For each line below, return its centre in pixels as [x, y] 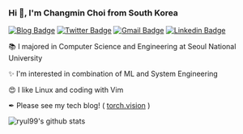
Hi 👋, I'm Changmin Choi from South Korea [93, 13]
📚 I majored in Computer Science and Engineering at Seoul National [122, 47]
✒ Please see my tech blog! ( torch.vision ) [79, 106]
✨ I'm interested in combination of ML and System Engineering [113, 74]
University [26, 58]
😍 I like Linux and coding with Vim [66, 90]
